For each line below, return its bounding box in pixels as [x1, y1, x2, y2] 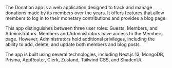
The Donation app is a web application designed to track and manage [5, 5, 152, 10]
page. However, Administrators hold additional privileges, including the [5, 36, 155, 42]
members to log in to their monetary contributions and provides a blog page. [5, 15, 167, 21]
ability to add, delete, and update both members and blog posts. [5, 41, 141, 48]
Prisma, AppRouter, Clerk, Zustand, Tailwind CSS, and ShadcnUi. [5, 57, 143, 63]
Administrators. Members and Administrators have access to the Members [5, 31, 163, 36]
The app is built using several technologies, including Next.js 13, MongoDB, [5, 51, 164, 57]
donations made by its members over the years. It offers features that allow [5, 10, 164, 16]
